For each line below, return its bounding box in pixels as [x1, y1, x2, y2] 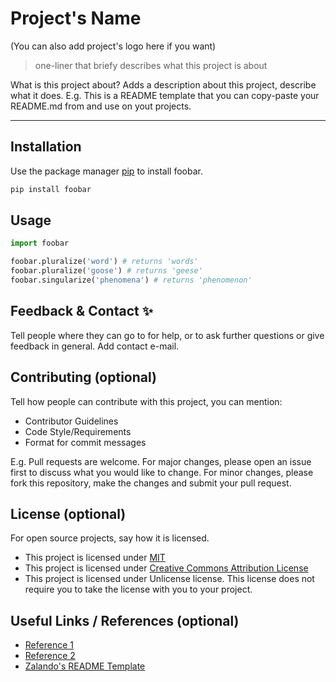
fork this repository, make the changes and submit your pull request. [10, 477, 292, 489]
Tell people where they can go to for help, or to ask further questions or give [10, 329, 325, 341]
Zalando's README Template [24, 660, 146, 672]
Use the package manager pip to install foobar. [10, 165, 203, 177]
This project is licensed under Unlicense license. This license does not [24, 573, 315, 585]
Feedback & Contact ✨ [10, 303, 153, 320]
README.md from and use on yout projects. [10, 100, 192, 112]
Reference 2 [24, 650, 76, 662]
